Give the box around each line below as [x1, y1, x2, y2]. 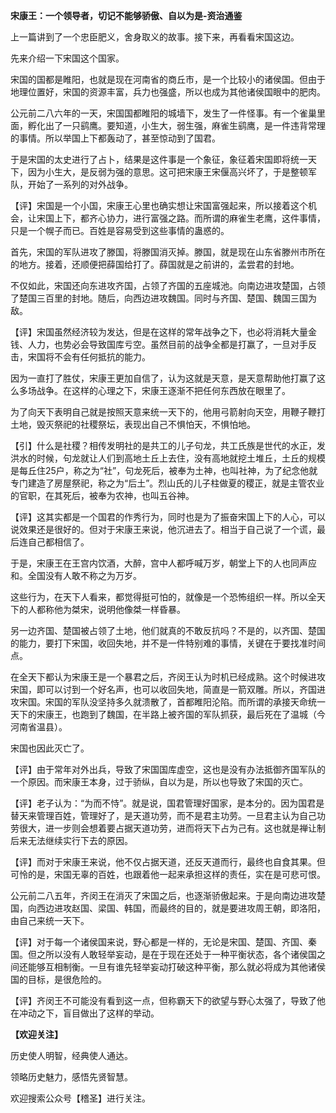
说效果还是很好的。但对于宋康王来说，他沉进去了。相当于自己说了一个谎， [10, 524, 317, 535]
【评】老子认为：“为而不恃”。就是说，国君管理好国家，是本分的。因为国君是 [10, 797, 325, 809]
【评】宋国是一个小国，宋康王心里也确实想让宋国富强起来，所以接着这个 [10, 200, 308, 211]
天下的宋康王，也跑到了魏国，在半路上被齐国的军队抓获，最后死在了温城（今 [10, 709, 326, 720]
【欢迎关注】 [10, 1029, 63, 1040]
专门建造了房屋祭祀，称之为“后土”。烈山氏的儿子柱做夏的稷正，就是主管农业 [10, 477, 325, 489]
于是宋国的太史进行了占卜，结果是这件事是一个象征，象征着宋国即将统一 [10, 154, 308, 165]
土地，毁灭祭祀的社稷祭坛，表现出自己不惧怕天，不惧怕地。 [10, 419, 256, 430]
